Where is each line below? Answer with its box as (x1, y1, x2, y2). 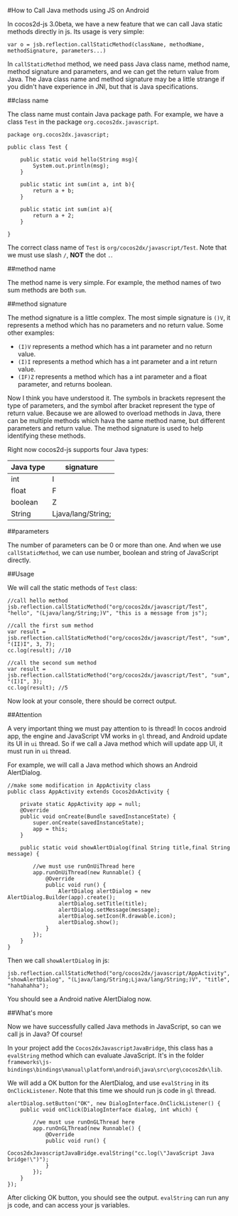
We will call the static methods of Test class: (7, 583, 137, 592)
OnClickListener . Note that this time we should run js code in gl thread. (7, 1087, 217, 1094)
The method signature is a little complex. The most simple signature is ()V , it (7, 313, 231, 322)
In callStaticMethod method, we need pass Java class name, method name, (7, 60, 230, 68)
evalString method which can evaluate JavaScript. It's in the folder (7, 1051, 205, 1060)
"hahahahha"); (7, 982, 50, 989)
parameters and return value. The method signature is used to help (7, 424, 204, 432)
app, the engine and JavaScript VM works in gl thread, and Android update (7, 732, 227, 740)
